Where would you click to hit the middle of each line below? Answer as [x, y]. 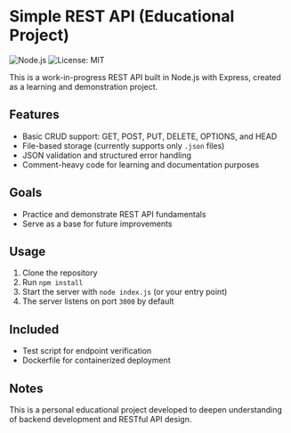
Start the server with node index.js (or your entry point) [125, 292]
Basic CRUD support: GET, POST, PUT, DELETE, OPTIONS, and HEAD [150, 136]
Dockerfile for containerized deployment [96, 360]
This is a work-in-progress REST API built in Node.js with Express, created [145, 77]
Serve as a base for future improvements [97, 224]
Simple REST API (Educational [122, 16]
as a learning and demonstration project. [84, 86]
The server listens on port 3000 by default [98, 301]
